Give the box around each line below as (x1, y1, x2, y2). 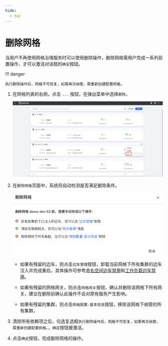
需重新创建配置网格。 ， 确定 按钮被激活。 (12, 324, 86, 330)
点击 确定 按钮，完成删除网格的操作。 (12, 335, 86, 341)
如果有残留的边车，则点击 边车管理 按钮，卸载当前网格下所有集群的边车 (19, 261, 162, 267)
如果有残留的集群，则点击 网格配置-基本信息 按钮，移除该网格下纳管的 (19, 301, 157, 307)
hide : (5, 8, 16, 13)
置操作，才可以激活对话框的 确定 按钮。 (5, 61, 83, 67)
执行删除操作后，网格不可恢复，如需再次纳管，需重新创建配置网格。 (5, 82, 124, 87)
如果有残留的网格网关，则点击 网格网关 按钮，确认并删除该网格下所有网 (19, 284, 162, 290)
